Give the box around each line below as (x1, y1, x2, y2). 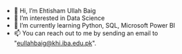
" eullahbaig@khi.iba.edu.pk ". (13, 39, 97, 47)
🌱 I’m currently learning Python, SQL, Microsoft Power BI (13, 21, 175, 29)
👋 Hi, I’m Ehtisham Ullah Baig (13, 7, 96, 15)
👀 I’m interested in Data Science (13, 14, 105, 22)
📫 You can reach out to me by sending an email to (13, 29, 158, 37)
